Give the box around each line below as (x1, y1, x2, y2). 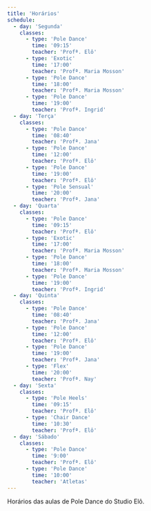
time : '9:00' (32, 452, 70, 459)
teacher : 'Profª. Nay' (32, 375, 97, 383)
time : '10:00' (32, 472, 72, 479)
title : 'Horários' (7, 10, 60, 17)
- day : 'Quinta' (13, 292, 60, 299)
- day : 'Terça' (13, 112, 57, 119)
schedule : (7, 17, 36, 23)
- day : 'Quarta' (13, 203, 60, 210)
